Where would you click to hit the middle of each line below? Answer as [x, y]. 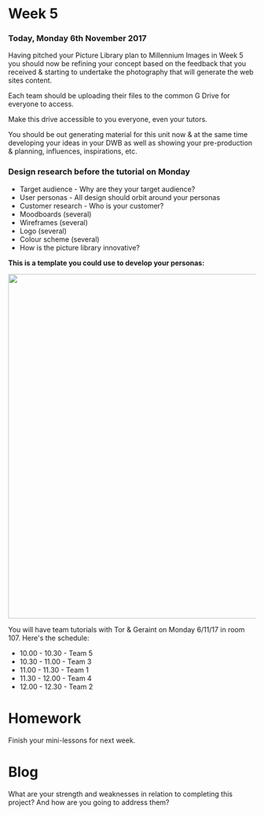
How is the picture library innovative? [79, 247]
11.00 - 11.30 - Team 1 [54, 669]
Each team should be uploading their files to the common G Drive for [119, 96]
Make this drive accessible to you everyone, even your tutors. [108, 120]
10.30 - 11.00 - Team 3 [55, 661]
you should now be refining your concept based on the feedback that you [127, 64]
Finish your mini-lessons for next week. [72, 740]
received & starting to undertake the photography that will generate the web [131, 72]
